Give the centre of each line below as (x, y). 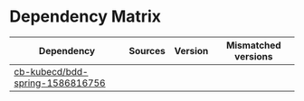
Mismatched (254, 45)
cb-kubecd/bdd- (51, 71)
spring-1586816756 (60, 83)
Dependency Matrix (85, 17)
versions (254, 56)
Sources (147, 50)
